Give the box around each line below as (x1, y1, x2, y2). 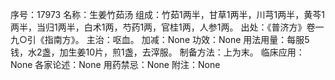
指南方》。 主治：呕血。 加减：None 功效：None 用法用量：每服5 (44, 34, 310, 45)
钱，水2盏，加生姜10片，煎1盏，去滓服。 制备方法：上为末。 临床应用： (10, 46, 305, 58)
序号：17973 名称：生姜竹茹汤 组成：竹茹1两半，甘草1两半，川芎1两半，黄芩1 (10, 9, 325, 20)
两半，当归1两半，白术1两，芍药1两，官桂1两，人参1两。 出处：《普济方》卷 (10, 21, 316, 33)
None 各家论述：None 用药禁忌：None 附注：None (10, 59, 221, 70)
